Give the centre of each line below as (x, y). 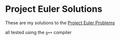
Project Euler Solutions (54, 9)
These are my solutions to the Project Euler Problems (60, 23)
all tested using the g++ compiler (38, 32)
